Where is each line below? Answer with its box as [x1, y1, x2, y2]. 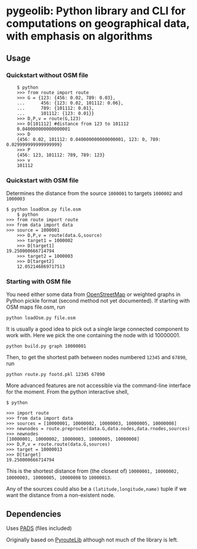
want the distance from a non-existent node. [6, 492, 115, 499]
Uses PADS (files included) [6, 525, 73, 532]
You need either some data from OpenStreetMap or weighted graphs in [6, 291, 180, 298]
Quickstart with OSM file [6, 176, 79, 184]
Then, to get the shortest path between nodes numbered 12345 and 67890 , [6, 354, 187, 361]
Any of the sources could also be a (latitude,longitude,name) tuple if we [6, 485, 187, 492]
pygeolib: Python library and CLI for [6, 4, 186, 18]
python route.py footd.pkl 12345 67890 [6, 372, 105, 378]
